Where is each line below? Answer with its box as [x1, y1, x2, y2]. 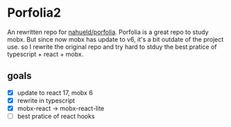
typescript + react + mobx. [7, 50, 84, 58]
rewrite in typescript [17, 96, 75, 105]
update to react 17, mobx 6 [17, 88, 94, 96]
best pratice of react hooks [17, 112, 95, 120]
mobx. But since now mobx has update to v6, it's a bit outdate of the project [7, 35, 224, 43]
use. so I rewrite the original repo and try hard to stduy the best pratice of [7, 42, 217, 51]
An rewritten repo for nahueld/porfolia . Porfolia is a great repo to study [7, 28, 209, 36]
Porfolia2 [7, 5, 61, 21]
